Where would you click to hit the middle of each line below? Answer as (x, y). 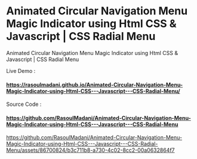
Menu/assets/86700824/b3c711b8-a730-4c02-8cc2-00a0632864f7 (90, 150)
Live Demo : (21, 71)
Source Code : (24, 104)
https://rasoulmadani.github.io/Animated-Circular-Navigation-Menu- (95, 84)
